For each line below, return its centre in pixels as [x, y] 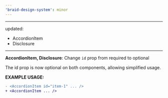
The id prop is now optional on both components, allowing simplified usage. [83, 67]
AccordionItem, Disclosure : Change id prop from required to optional [77, 58]
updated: [14, 28]
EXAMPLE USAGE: [24, 77]
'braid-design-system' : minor [37, 10]
